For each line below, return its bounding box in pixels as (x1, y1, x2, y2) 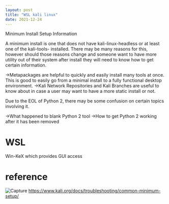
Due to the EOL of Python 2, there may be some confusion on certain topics (5, 98, 164, 104)
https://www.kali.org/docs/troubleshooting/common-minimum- (28, 188, 161, 194)
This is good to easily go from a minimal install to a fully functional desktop (5, 77, 162, 84)
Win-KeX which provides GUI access (5, 153, 82, 159)
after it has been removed (5, 119, 60, 125)
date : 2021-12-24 (5, 17, 42, 22)
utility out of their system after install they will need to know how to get (5, 57, 154, 63)
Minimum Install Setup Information (5, 31, 77, 37)
